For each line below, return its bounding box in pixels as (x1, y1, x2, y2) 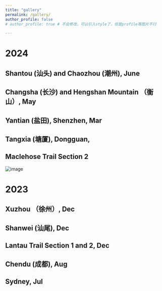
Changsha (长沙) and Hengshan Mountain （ (5, 88, 147, 97)
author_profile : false (5, 17, 53, 22)
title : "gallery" (5, 7, 42, 13)
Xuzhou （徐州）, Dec (5, 205, 75, 214)
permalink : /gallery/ (5, 12, 51, 17)
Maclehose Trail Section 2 (5, 152, 89, 161)
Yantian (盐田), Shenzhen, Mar (5, 116, 102, 124)
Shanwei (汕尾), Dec (5, 224, 70, 232)
